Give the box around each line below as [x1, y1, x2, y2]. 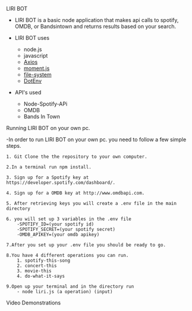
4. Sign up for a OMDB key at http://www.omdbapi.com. [6, 190, 145, 196]
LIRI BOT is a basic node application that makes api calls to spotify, [14, 17, 179, 23]
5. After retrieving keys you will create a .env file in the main [6, 201, 177, 207]
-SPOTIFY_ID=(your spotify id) [17, 221, 95, 227]
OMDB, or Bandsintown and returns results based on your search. [14, 23, 177, 30]
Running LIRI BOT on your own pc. [6, 125, 90, 131]
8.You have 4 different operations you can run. [6, 252, 129, 258]
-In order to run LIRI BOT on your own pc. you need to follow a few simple [6, 136, 187, 143]
